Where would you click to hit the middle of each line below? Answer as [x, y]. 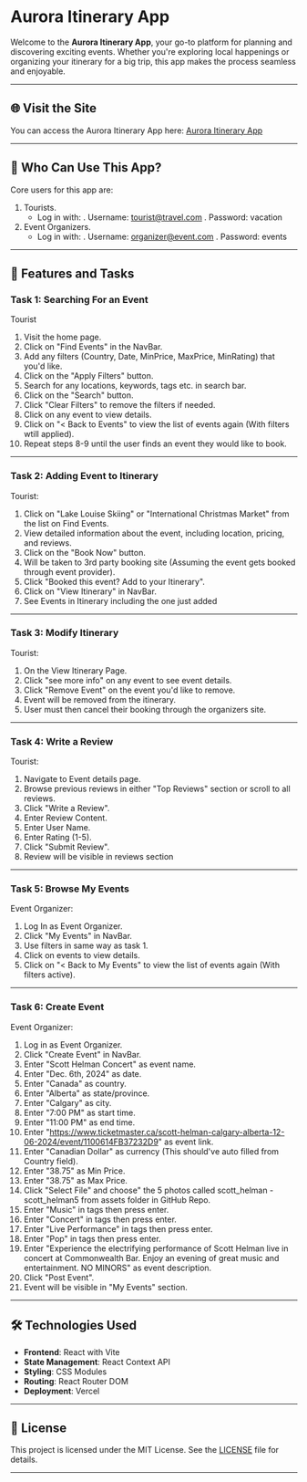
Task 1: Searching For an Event [79, 299]
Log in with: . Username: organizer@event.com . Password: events [162, 236]
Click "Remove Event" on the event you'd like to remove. [129, 690]
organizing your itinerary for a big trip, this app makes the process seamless [153, 61]
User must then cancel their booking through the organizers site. [145, 709]
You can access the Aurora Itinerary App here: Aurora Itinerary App [137, 130]
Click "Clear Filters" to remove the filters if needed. [119, 405]
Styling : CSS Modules [65, 1372]
